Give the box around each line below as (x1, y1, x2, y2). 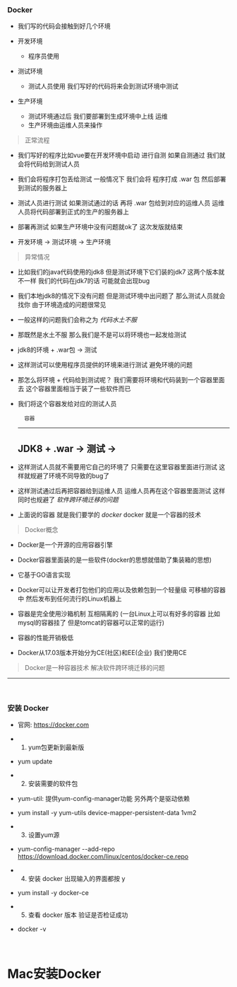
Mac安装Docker (7, 966, 102, 981)
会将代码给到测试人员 (17, 160, 80, 168)
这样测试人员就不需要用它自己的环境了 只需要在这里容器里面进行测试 (17, 463, 217, 471)
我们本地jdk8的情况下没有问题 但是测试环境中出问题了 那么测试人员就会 (17, 292, 226, 300)
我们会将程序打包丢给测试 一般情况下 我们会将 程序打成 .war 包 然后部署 (17, 175, 227, 183)
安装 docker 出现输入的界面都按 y (28, 875, 126, 883)
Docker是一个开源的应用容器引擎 (17, 541, 114, 549)
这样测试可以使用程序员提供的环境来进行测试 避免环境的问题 (17, 361, 193, 369)
